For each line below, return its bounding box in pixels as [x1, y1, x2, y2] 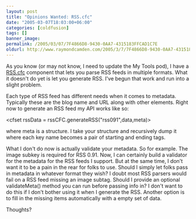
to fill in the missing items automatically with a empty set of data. [6, 194, 162, 201]
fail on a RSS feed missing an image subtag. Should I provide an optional [6, 176, 180, 183]
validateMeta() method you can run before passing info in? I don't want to [6, 182, 183, 189]
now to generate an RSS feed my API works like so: [6, 105, 129, 112]
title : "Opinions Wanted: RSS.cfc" [6, 14, 93, 20]
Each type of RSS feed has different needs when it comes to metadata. [6, 92, 177, 99]
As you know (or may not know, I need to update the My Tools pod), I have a [6, 62, 189, 69]
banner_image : [6, 36, 41, 41]
